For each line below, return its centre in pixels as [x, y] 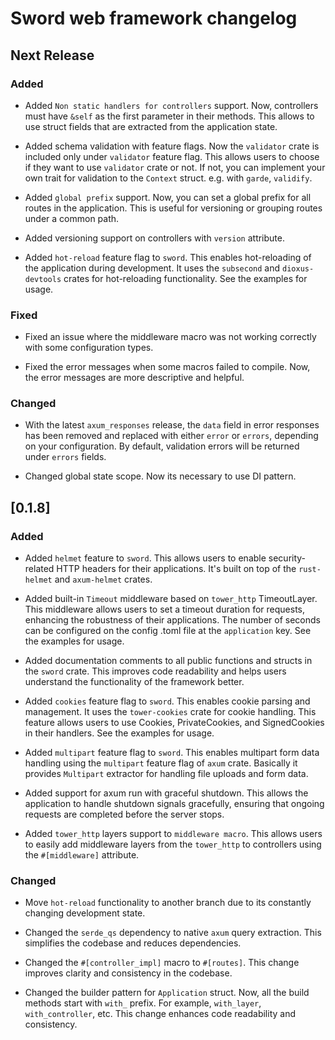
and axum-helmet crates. [103, 579]
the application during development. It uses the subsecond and [152, 268]
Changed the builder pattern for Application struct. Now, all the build [167, 993]
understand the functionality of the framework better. [134, 682]
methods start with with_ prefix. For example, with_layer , [143, 1003]
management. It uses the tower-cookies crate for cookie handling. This [170, 712]
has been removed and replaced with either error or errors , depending [171, 436]
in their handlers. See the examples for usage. [119, 733]
